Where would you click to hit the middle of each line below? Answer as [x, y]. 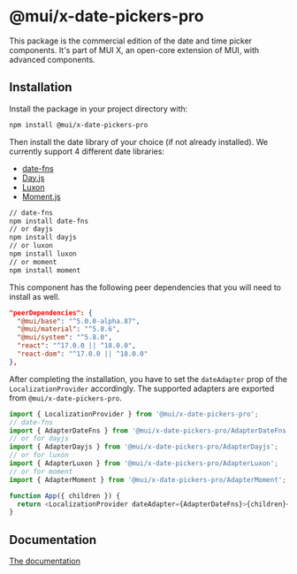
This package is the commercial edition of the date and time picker [131, 41]
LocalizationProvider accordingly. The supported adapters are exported [142, 388]
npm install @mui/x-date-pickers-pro [79, 125]
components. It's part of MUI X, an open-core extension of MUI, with [134, 50]
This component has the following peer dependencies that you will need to [145, 287]
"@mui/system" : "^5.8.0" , [65, 338]
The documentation [45, 561]
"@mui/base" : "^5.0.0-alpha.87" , [79, 321]
